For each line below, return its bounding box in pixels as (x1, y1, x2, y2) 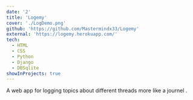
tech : (6, 37, 20, 43)
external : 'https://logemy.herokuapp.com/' (6, 31, 118, 37)
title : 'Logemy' (6, 14, 47, 20)
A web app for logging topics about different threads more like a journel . (6, 87, 188, 94)
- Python (11, 54, 34, 60)
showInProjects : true (6, 70, 61, 77)
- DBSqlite (11, 64, 39, 71)
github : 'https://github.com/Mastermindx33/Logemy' (6, 25, 139, 32)
